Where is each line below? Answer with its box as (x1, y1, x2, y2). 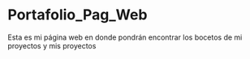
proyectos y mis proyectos (7, 40, 97, 50)
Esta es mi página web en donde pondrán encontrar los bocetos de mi (7, 32, 243, 42)
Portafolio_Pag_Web (7, 6, 148, 24)
